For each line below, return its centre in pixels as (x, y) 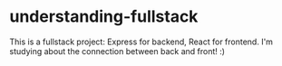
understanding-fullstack (104, 17)
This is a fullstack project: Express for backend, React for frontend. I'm (141, 42)
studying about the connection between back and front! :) (117, 51)
